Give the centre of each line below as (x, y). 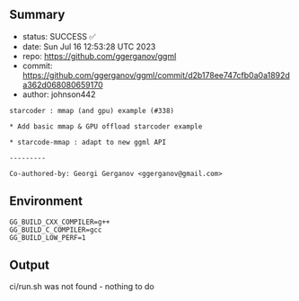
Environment (46, 201)
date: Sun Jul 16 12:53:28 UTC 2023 (89, 46)
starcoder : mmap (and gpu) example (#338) (92, 111)
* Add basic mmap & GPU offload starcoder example (106, 126)
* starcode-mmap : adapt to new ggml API (88, 142)
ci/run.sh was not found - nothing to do (82, 287)
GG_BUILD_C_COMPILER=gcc (56, 230)
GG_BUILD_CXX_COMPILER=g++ (60, 222)
